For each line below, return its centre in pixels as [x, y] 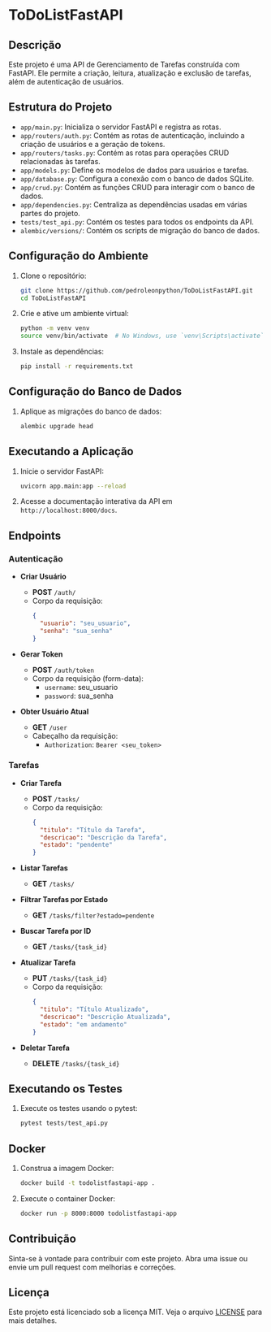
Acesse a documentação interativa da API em [96, 501]
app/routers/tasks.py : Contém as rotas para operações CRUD [125, 153]
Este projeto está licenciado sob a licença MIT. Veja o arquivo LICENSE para [135, 1312]
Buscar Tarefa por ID [56, 931]
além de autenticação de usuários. [66, 82]
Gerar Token [41, 654]
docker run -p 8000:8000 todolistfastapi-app [98, 1213]
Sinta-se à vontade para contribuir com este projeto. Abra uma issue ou [128, 1258]
